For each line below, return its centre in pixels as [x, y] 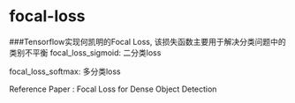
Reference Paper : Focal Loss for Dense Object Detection [113, 89]
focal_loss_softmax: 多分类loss [65, 71]
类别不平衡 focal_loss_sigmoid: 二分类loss [85, 52]
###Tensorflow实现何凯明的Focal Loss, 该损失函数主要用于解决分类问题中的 [147, 41]
